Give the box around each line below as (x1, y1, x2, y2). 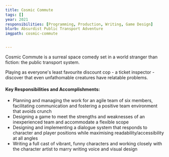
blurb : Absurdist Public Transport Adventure (5, 26, 103, 32)
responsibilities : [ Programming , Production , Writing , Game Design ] (5, 21, 153, 27)
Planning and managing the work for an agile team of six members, (12, 98, 153, 104)
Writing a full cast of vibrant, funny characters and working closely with (12, 141, 162, 147)
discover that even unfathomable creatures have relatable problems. (5, 75, 148, 80)
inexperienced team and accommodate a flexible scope (12, 119, 129, 125)
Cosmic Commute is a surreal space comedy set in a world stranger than (5, 54, 158, 60)
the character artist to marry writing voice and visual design (12, 146, 138, 152)
